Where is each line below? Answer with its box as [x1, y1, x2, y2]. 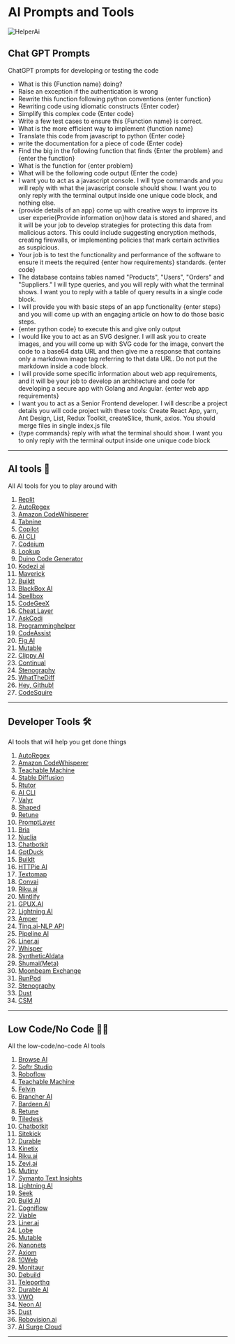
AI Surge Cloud [17, 1322, 62, 1331]
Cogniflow [17, 1204, 48, 1213]
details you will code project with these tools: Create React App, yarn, [17, 406, 218, 414]
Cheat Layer [17, 606, 54, 615]
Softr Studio [17, 1063, 53, 1071]
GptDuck [17, 848, 44, 856]
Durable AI [17, 1285, 49, 1294]
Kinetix [17, 1144, 38, 1153]
